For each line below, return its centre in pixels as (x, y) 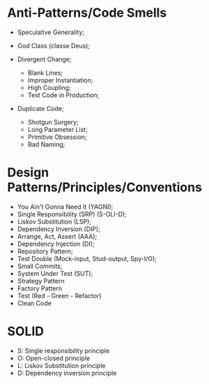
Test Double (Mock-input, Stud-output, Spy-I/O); (87, 258)
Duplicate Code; (40, 108)
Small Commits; (40, 266)
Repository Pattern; (45, 251)
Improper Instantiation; (60, 80)
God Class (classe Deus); (54, 45)
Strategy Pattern (41, 281)
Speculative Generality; (51, 32)
